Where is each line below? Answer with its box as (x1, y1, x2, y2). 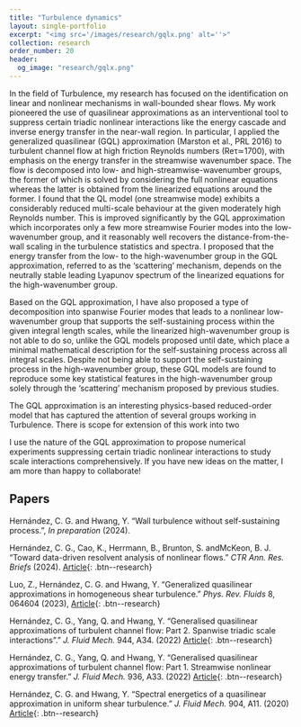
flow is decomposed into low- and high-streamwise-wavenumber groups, (9, 164, 282, 175)
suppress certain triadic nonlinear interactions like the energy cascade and (9, 116, 287, 127)
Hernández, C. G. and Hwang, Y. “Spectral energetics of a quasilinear (9, 688, 267, 699)
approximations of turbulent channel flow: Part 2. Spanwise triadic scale (9, 624, 277, 635)
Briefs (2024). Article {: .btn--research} (9, 561, 153, 572)
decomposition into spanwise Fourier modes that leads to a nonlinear (9, 306, 265, 317)
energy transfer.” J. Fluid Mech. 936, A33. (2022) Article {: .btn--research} (9, 671, 283, 682)
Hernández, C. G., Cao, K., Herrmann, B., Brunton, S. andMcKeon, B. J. (9, 542, 271, 553)
